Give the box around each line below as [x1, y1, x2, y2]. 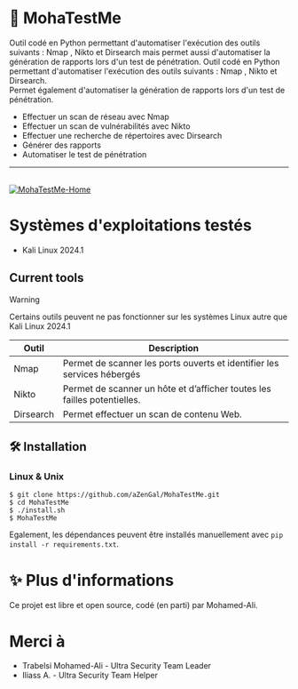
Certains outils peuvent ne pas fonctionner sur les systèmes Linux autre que [9, 311, 288, 322]
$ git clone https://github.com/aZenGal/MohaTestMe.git [9, 491, 220, 500]
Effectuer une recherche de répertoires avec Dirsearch [21, 130, 223, 140]
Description [148, 341, 200, 354]
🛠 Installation [9, 439, 87, 454]
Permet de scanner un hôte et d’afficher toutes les [62, 382, 272, 395]
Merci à [9, 631, 66, 652]
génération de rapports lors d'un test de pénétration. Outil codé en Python [9, 56, 281, 67]
